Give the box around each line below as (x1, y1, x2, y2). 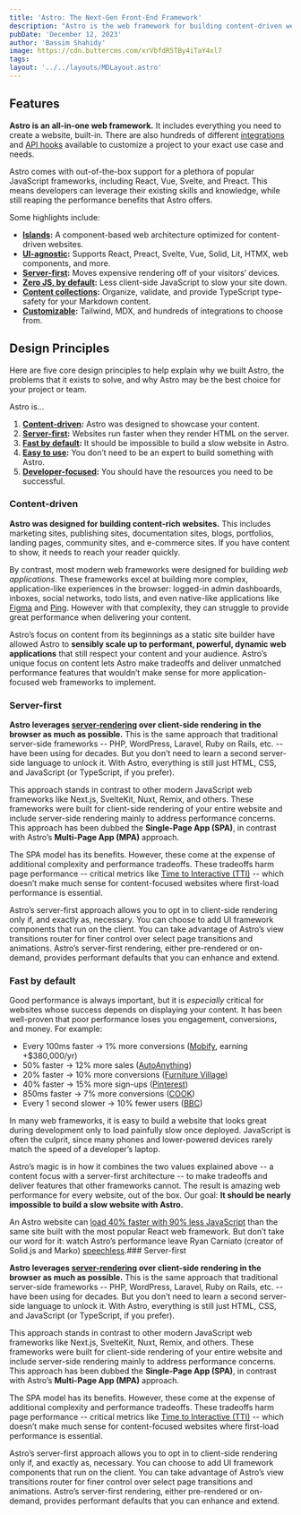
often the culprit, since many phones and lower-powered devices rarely (9, 1134, 273, 1145)
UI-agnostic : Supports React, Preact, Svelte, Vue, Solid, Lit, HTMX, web (21, 248, 288, 259)
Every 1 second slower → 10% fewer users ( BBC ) (21, 1098, 203, 1109)
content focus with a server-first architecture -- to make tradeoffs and (9, 1171, 268, 1182)
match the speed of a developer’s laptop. (9, 1144, 161, 1155)
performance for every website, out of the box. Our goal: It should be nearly (9, 1190, 291, 1201)
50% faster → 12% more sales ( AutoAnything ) (21, 1060, 193, 1071)
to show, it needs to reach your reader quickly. (9, 547, 181, 557)
